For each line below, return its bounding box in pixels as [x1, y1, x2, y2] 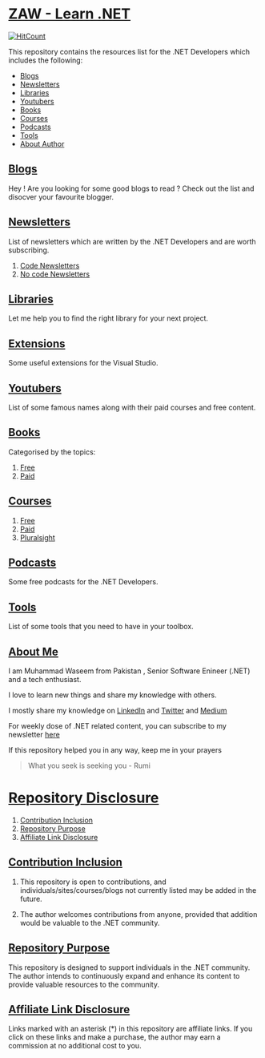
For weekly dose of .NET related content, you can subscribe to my [8, 721, 227, 731]
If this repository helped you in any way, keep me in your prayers [8, 745, 223, 755]
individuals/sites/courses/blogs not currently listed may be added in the [19, 885, 257, 894]
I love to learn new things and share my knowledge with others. [8, 690, 218, 700]
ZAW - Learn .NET [8, 5, 131, 23]
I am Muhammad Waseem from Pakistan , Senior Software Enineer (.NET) [8, 666, 251, 676]
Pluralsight [19, 532, 56, 542]
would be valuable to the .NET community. [19, 918, 160, 927]
